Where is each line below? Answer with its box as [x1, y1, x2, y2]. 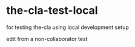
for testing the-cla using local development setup [6, 23, 129, 31]
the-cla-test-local [6, 4, 98, 17]
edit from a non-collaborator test [6, 35, 88, 42]
